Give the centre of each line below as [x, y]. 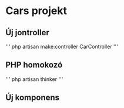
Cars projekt [36, 11]
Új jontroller [27, 33]
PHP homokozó [34, 65]
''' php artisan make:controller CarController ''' [62, 46]
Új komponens [33, 98]
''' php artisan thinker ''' [34, 79]
